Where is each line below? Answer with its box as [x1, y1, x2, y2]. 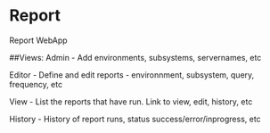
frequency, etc [9, 79, 63, 89]
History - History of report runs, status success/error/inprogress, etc [9, 113, 261, 124]
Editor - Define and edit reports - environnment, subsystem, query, [9, 69, 255, 80]
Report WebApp [9, 35, 69, 46]
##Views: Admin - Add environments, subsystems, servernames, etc [9, 52, 262, 62]
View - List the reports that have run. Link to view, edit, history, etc [9, 96, 253, 107]
